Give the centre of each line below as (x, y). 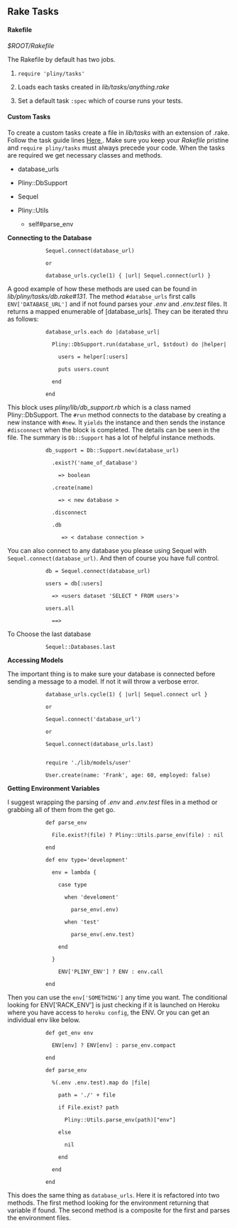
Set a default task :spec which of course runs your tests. (100, 100)
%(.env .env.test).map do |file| (101, 1082)
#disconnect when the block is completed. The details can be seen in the (114, 429)
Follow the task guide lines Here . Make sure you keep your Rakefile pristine (118, 140)
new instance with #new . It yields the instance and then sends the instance (116, 422)
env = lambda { (75, 872)
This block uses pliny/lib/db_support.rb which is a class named (99, 407)
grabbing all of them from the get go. (61, 809)
